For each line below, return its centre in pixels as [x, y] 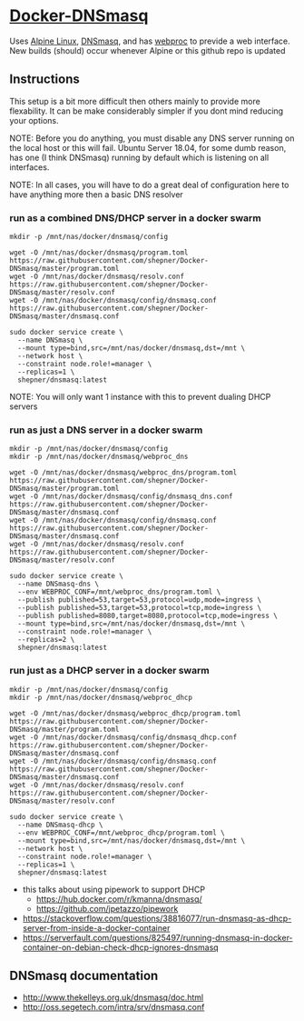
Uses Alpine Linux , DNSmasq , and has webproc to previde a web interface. [150, 41]
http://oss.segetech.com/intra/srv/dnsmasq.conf [113, 1007]
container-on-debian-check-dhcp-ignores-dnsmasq [121, 947]
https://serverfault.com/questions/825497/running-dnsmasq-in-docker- [157, 937]
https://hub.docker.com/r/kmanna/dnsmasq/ [119, 899]
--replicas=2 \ [46, 640]
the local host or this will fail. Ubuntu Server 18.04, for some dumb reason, [148, 147]
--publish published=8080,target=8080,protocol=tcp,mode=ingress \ [148, 616]
